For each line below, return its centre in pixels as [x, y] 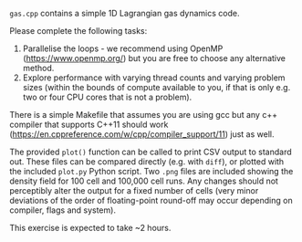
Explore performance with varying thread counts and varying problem [154, 78]
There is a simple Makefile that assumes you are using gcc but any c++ [144, 115]
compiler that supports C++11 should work [89, 124]
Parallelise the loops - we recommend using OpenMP [123, 48]
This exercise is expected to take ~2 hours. [90, 228]
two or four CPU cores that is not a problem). [107, 97]
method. [38, 68]
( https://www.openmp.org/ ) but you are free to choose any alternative [154, 58]
